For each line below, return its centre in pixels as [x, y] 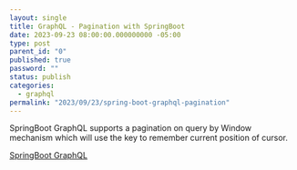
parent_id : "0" [38, 52]
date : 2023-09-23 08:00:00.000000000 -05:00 [95, 35]
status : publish [40, 77]
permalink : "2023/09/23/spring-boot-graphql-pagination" [120, 102]
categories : [32, 85]
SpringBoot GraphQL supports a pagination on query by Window [131, 128]
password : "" [34, 69]
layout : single [38, 18]
